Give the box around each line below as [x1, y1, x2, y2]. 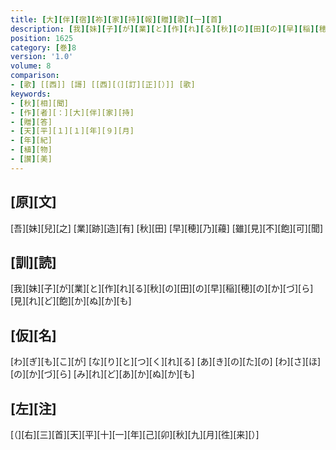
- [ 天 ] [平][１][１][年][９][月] [10, 126, 135, 136]
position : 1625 [10, 33, 74, 43]
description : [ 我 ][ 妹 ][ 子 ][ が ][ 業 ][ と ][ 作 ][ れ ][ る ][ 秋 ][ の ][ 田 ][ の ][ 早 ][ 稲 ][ [10, 24, 320, 34]
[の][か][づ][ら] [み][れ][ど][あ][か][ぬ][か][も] [10, 368, 195, 380]
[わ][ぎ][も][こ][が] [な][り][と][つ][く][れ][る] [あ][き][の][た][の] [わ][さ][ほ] [10, 356, 322, 368]
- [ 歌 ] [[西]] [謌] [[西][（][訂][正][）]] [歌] [10, 80, 196, 90]
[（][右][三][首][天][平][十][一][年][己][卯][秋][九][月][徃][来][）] [10, 429, 260, 440]
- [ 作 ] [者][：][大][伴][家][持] [10, 107, 135, 118]
